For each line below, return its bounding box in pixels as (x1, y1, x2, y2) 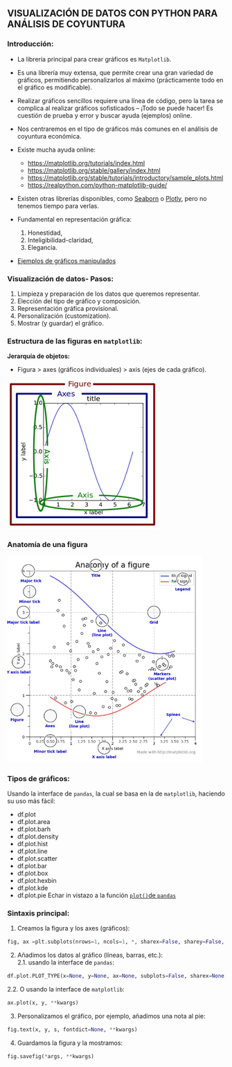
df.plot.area (17, 818, 51, 826)
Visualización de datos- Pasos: (7, 274, 114, 283)
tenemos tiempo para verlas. (17, 201, 99, 210)
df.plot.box (17, 869, 48, 877)
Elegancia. (27, 243, 57, 251)
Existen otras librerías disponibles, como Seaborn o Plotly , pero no (17, 194, 207, 202)
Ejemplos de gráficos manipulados (17, 256, 116, 264)
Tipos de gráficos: (7, 773, 71, 783)
